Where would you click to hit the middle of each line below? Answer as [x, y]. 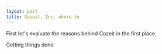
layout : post [22, 11]
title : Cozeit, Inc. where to [43, 17]
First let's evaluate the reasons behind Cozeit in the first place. [81, 33]
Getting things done [30, 45]
